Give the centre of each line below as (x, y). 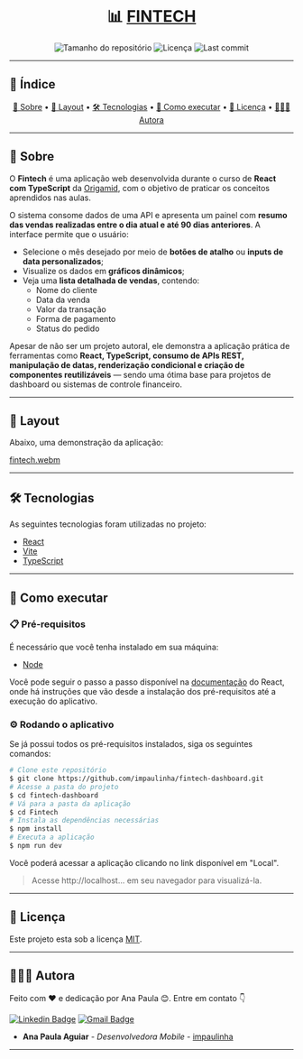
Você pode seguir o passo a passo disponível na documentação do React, (147, 682)
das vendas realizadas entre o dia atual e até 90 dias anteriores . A (135, 225)
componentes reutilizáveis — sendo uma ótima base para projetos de (140, 374)
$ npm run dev (36, 846)
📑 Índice (32, 84)
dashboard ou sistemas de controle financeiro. (96, 384)
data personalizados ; (63, 261)
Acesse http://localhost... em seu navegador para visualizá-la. (147, 880)
